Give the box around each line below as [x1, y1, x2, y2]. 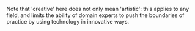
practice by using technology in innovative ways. [6, 18, 130, 25]
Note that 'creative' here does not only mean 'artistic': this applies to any [6, 5, 189, 12]
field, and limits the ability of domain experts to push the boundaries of [6, 12, 185, 19]
